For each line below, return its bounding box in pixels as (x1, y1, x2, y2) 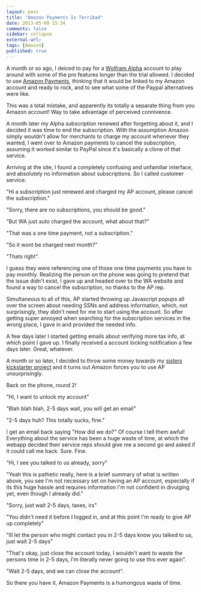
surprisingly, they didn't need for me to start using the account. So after (6, 308, 184, 315)
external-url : (6, 37, 42, 43)
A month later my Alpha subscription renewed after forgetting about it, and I (6, 120, 193, 127)
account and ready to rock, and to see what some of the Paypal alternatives (6, 84, 194, 91)
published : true (6, 48, 47, 54)
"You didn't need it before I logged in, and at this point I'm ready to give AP (6, 513, 191, 520)
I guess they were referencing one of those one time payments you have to (6, 264, 192, 272)
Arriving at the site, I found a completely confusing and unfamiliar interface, (6, 163, 193, 170)
